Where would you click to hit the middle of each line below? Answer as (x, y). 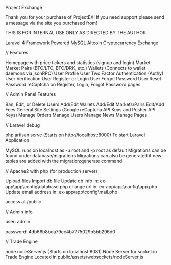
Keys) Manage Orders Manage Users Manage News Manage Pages (76, 115)
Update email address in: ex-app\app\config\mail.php (62, 192)
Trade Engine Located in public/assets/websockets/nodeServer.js (75, 257)
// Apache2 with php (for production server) (52, 171)
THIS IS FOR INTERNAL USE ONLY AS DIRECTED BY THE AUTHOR (76, 33)
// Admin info (19, 212)
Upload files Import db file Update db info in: (52, 181)
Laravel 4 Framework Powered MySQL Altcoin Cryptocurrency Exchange (82, 43)
